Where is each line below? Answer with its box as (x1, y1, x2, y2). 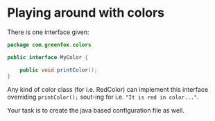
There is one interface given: (7, 28, 89, 36)
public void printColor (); (19, 66, 98, 74)
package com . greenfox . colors (7, 41, 92, 48)
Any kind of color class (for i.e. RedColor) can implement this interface (7, 86, 209, 94)
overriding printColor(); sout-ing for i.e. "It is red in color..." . (7, 92, 199, 102)
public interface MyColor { (7, 54, 89, 60)
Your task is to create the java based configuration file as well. (7, 106, 185, 115)
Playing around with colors (7, 5, 165, 21)
